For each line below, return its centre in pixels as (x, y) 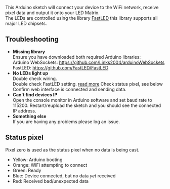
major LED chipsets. (26, 23)
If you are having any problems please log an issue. (66, 122)
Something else (29, 116)
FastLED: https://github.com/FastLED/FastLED (60, 67)
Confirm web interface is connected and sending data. (69, 89)
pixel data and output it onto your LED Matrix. (52, 13)
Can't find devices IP (35, 94)
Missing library (29, 51)
